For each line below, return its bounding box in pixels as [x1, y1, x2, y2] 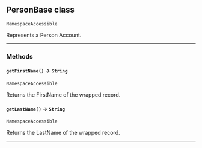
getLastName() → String [6, 105, 66, 112]
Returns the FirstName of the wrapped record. [6, 91, 121, 98]
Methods [6, 52, 33, 60]
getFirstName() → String [6, 67, 68, 74]
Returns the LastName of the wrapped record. [6, 129, 120, 137]
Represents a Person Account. [6, 31, 82, 39]
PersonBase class [6, 5, 75, 15]
